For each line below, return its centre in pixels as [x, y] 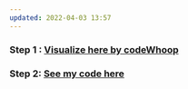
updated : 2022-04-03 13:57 [60, 18]
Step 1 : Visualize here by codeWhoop [94, 49]
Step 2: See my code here [67, 74]
